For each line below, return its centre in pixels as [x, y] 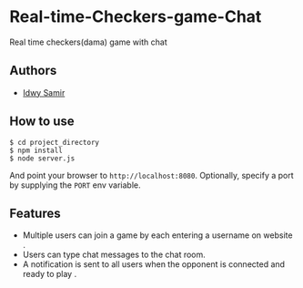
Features [35, 213]
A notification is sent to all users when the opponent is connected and [153, 264]
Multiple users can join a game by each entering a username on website [157, 235]
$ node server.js [42, 158]
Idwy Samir [44, 92]
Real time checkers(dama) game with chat [88, 42]
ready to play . [50, 274]
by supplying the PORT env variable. [75, 185]
